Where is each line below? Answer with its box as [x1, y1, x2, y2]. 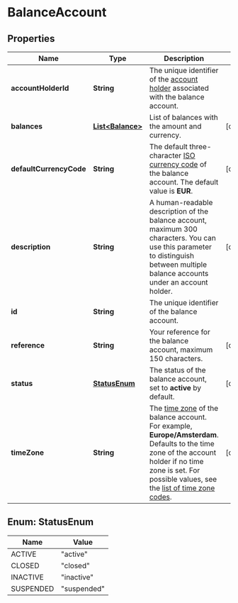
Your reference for [149, 327, 210, 337]
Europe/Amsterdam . [149, 430, 219, 440]
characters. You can [149, 233, 216, 243]
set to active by [149, 383, 202, 392]
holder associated [149, 83, 209, 93]
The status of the [149, 365, 207, 375]
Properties [7, 33, 55, 45]
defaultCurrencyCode [11, 164, 86, 174]
